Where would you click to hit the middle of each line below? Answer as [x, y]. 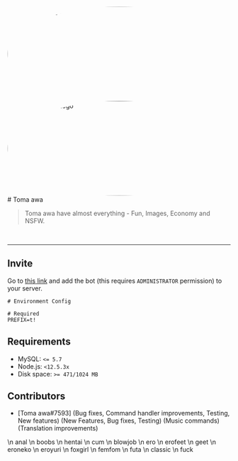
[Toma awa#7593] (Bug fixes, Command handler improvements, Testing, [124, 413]
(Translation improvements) [58, 428]
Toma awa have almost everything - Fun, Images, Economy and [117, 213]
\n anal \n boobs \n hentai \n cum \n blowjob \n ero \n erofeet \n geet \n [112, 442]
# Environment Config [39, 301]
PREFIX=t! [22, 320]
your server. [25, 288]
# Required [23, 314]
